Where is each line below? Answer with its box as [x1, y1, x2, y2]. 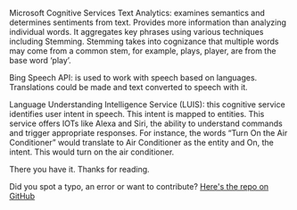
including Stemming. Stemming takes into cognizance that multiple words [9, 36, 279, 46]
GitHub [9, 191, 36, 201]
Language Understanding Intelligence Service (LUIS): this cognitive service [9, 99, 285, 110]
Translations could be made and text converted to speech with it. [9, 82, 248, 92]
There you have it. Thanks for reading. [9, 164, 150, 174]
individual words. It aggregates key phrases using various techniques [9, 27, 264, 37]
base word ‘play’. [9, 55, 71, 65]
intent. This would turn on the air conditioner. [9, 147, 175, 157]
